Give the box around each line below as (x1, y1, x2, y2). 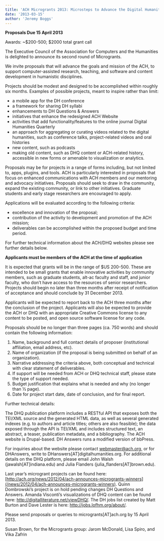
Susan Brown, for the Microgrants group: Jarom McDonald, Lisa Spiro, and (5, 526, 155, 532)
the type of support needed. (12, 376, 69, 382)
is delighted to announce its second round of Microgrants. (5, 54, 122, 60)
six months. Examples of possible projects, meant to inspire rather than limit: (5, 89, 159, 94)
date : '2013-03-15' (5, 12, 45, 17)
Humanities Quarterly (12, 124, 55, 130)
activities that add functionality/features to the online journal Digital (12, 118, 147, 125)
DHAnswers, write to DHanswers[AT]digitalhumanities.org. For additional (5, 451, 151, 457)
